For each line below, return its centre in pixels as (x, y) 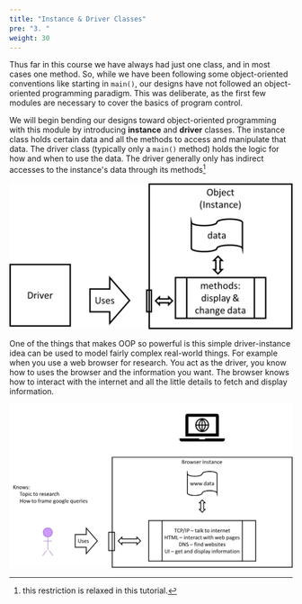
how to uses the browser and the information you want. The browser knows (149, 372)
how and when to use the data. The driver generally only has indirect (137, 158)
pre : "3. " (30, 28)
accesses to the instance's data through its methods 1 (108, 169)
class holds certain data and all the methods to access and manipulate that (148, 140)
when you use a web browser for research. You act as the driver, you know (148, 362)
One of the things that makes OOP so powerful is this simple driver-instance (150, 343)
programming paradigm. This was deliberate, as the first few (154, 94)
